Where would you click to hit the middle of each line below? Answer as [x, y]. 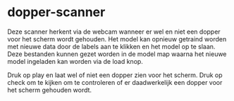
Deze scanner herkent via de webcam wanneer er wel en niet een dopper [114, 32]
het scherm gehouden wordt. [50, 90]
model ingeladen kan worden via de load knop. [75, 61]
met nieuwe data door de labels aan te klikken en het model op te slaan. [111, 46]
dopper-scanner [56, 12]
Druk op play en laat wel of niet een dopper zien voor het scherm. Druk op [115, 75]
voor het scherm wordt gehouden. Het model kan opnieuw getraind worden [117, 39]
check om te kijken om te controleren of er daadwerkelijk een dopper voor [115, 82]
